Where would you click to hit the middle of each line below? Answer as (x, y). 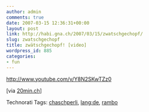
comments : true (25, 17)
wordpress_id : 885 (29, 51)
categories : (21, 56)
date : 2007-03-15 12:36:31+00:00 (48, 23)
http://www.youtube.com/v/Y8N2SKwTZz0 (59, 79)
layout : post (22, 28)
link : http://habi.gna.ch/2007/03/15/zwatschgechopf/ (75, 34)
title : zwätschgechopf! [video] (46, 46)
